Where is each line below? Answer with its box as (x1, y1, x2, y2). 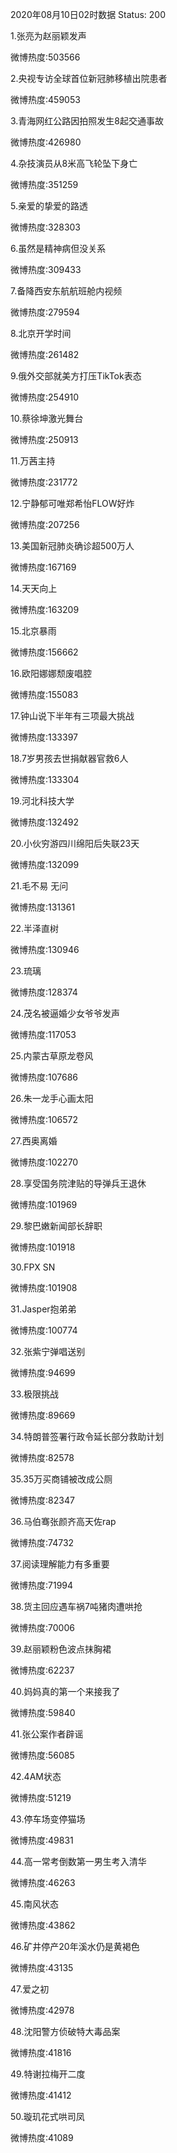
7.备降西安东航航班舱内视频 (10, 285, 123, 297)
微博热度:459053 (10, 94, 81, 105)
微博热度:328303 (10, 221, 82, 233)
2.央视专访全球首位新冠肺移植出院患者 (10, 73, 168, 84)
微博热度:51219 (10, 1792, 72, 1803)
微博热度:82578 (10, 1452, 75, 1463)
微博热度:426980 (10, 136, 82, 148)
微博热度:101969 (10, 1199, 78, 1210)
